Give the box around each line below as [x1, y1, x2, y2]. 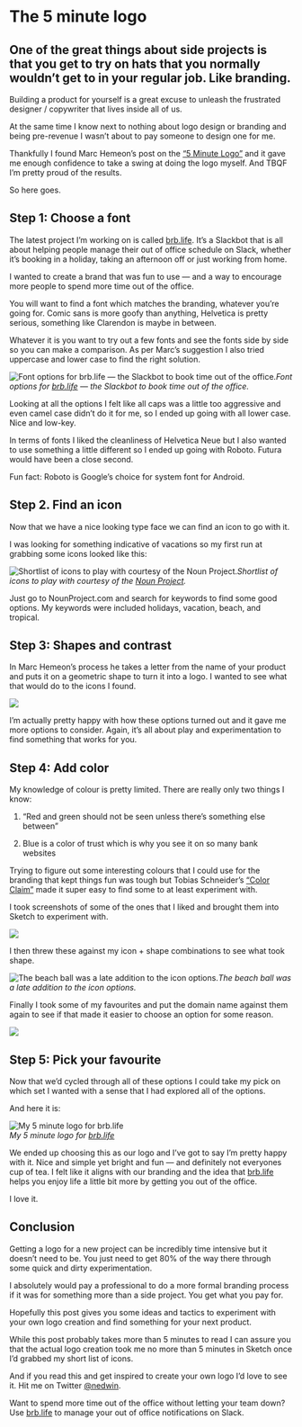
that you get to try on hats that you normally [9, 56, 261, 71]
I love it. [9, 1194, 39, 1205]
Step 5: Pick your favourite [9, 1052, 162, 1067]
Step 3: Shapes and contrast [9, 638, 173, 653]
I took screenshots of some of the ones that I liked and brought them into [9, 902, 280, 912]
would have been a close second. [9, 453, 134, 464]
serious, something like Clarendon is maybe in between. [9, 317, 218, 328]
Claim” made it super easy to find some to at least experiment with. [9, 884, 258, 895]
